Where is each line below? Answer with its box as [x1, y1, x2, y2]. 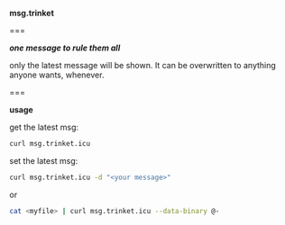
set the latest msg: [9, 155, 78, 166]
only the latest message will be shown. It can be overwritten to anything [9, 60, 277, 70]
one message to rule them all [9, 42, 121, 53]
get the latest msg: [9, 121, 79, 132]
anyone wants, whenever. [9, 69, 105, 80]
